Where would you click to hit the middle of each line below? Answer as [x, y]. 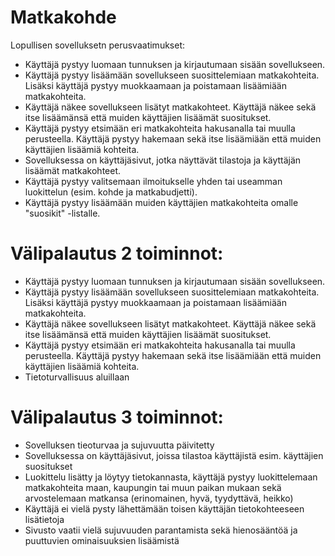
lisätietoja [44, 519]
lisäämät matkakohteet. [73, 170]
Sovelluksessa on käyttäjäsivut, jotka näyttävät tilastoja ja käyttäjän [163, 160]
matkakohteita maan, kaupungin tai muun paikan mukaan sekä [153, 487]
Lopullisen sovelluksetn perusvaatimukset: [98, 45]
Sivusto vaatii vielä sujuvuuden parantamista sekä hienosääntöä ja [161, 530]
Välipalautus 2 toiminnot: [117, 253]
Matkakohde [63, 17]
